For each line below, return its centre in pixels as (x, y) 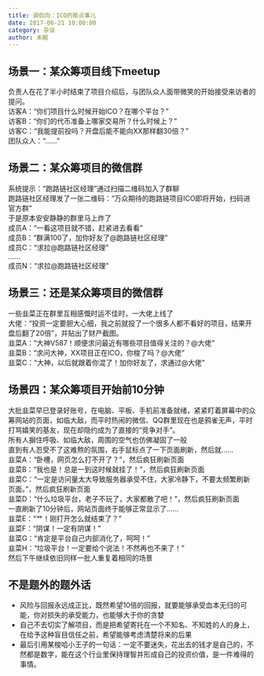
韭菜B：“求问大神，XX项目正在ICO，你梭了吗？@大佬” (96, 353)
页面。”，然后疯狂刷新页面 (49, 489)
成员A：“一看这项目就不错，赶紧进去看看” (75, 227)
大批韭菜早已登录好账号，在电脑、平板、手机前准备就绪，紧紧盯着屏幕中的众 (132, 410)
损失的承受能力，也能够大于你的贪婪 (106, 615)
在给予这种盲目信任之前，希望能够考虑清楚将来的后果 (106, 635)
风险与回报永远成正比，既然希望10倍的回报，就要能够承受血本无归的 (130, 605)
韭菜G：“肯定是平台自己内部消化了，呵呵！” (79, 538)
